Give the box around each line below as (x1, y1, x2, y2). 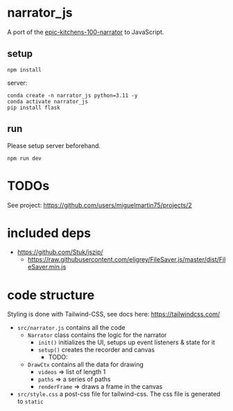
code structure (7, 287, 95, 303)
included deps (7, 225, 92, 241)
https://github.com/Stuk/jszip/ (17, 248, 103, 256)
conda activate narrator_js (7, 98, 89, 105)
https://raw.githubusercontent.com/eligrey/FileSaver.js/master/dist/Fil (27, 255, 226, 264)
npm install (7, 66, 42, 74)
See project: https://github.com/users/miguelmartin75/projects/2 (7, 201, 192, 209)
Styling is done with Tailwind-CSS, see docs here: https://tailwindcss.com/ (7, 310, 221, 319)
